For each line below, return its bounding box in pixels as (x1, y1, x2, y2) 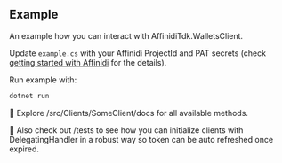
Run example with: (9, 74, 77, 85)
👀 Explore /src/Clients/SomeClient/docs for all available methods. (9, 107, 249, 118)
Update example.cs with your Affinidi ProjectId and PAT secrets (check (9, 48, 267, 58)
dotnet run (9, 91, 50, 100)
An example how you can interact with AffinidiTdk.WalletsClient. (9, 30, 243, 41)
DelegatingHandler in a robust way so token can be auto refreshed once (9, 134, 274, 144)
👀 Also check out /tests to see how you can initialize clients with (9, 124, 244, 136)
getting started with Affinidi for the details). (9, 57, 167, 67)
